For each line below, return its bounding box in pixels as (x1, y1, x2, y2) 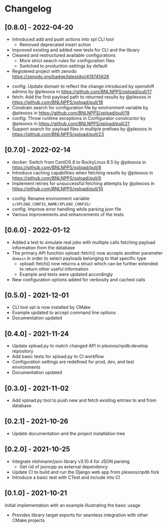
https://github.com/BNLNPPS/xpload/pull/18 (12, 99, 103, 105)
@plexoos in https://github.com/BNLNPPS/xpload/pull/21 (12, 121, 130, 126)
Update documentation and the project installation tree (12, 430, 125, 436)
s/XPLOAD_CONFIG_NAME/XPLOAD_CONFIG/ (12, 202, 91, 207)
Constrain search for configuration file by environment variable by (12, 105, 148, 110)
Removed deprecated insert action (19, 42, 91, 48)
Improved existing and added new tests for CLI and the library (12, 47, 140, 53)
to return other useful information (19, 266, 89, 272)
